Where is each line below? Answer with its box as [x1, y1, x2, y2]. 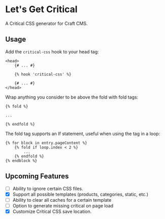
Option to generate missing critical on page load [12, 202, 114, 209]
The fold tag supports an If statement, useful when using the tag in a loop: [5, 131, 160, 137]
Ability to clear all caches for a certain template [12, 197, 112, 203]
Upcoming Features [5, 172, 69, 181]
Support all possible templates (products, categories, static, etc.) [12, 191, 149, 197]
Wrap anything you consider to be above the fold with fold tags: [5, 94, 139, 100]
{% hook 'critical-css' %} [14, 72, 72, 77]
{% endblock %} [5, 158, 38, 163]
